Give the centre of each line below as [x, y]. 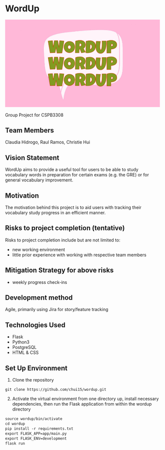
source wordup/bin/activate [34, 419]
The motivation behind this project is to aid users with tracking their [73, 207]
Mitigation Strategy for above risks [59, 270]
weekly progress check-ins [40, 282]
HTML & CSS [25, 352]
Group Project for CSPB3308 [34, 115]
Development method [39, 298]
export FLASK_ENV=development [36, 439]
